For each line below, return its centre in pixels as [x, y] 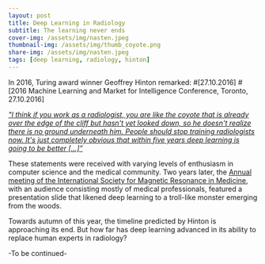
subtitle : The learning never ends [67, 30]
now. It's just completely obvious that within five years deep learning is [124, 140]
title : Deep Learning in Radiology [67, 23]
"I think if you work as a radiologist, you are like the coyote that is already [129, 114]
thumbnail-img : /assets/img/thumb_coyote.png [84, 45]
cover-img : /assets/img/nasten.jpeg [68, 38]
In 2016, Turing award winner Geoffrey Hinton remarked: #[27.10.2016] [122, 82]
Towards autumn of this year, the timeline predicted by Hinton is [112, 221]
